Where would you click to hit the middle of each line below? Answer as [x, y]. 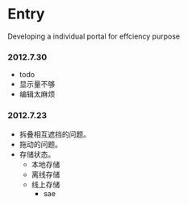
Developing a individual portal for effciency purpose [94, 36]
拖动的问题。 [40, 144]
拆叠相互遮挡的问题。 [54, 134]
